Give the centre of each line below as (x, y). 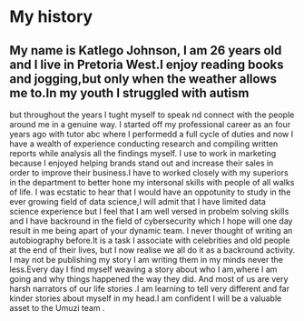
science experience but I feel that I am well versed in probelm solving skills (149, 211)
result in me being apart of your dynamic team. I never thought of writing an (151, 231)
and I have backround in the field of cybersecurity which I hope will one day (151, 221)
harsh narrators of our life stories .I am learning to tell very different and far (150, 289)
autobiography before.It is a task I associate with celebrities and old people (150, 240)
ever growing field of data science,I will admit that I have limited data (137, 201)
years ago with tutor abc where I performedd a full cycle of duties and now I (151, 134)
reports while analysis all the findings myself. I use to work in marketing (143, 153)
